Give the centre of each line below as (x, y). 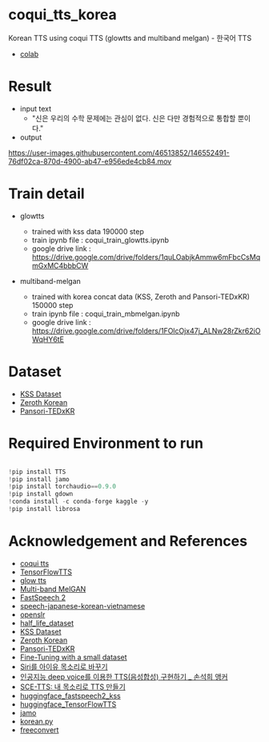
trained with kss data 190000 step (88, 231)
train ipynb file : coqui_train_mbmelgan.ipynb (106, 314)
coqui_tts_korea (63, 15)
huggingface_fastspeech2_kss (70, 695)
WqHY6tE (48, 339)
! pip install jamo (39, 479)
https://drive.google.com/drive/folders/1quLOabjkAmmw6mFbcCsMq (146, 257)
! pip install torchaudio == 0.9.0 (62, 487)
